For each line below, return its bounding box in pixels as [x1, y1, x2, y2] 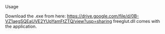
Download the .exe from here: [5, 13, 66, 19]
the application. [5, 23, 37, 29]
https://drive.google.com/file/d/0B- [67, 13, 139, 19]
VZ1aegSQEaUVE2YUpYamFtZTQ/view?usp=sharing [5, 18, 112, 24]
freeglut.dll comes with [113, 18, 161, 24]
